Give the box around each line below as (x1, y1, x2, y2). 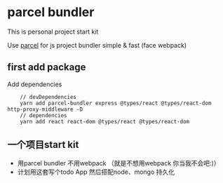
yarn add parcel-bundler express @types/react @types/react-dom (20, 100, 212, 107)
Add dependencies (7, 80, 62, 88)
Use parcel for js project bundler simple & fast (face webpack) (7, 41, 187, 49)
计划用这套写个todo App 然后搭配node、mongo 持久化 (17, 168, 175, 176)
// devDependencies (20, 93, 77, 100)
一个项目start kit (7, 139, 79, 151)
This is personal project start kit (7, 27, 99, 36)
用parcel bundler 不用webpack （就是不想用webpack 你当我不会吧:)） (17, 158, 220, 167)
